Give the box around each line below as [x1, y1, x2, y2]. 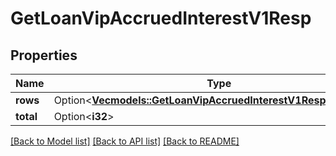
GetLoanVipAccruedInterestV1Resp [10, 7, 312, 30]
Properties [10, 47, 78, 64]
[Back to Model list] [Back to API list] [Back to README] [10, 135, 240, 147]
